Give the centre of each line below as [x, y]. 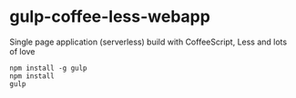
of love [22, 51]
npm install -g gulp [49, 68]
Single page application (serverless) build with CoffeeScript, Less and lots [148, 42]
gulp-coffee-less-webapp [110, 17]
